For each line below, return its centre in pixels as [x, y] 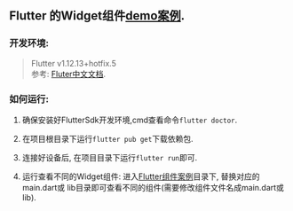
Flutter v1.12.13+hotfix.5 [74, 63]
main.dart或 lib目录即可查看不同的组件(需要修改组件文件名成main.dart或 [153, 187]
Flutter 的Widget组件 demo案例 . [97, 16]
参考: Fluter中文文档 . [68, 74]
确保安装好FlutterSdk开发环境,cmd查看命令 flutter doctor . [130, 120]
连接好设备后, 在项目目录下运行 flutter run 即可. [110, 157]
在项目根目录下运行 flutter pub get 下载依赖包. [107, 138]
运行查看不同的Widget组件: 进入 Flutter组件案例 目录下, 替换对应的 [141, 176]
